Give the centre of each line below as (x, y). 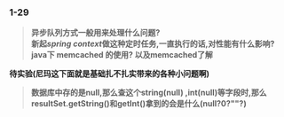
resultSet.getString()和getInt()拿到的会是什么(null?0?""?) (138, 104)
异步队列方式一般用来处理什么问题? (95, 33)
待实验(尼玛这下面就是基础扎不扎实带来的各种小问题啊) (110, 74)
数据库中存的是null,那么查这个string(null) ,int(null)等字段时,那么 (149, 93)
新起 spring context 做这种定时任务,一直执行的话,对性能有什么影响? (153, 44)
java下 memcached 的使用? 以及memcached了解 (122, 55)
